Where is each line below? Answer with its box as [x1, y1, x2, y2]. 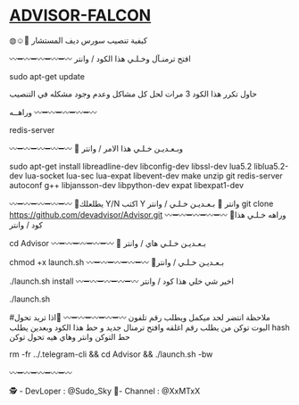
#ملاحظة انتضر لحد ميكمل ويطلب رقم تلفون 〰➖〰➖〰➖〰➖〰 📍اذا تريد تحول [9, 311, 270, 322]
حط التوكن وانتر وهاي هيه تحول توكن [9, 331, 131, 342]
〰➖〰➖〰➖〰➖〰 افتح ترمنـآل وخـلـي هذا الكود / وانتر [9, 53, 192, 63]
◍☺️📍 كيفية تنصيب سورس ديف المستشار [9, 35, 148, 45]
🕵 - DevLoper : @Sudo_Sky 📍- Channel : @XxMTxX [9, 385, 201, 396]
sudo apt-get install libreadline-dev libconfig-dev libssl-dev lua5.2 [9, 161, 253, 171]
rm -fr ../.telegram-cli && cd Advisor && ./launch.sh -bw [9, 349, 213, 360]
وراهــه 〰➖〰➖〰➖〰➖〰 [9, 106, 97, 117]
